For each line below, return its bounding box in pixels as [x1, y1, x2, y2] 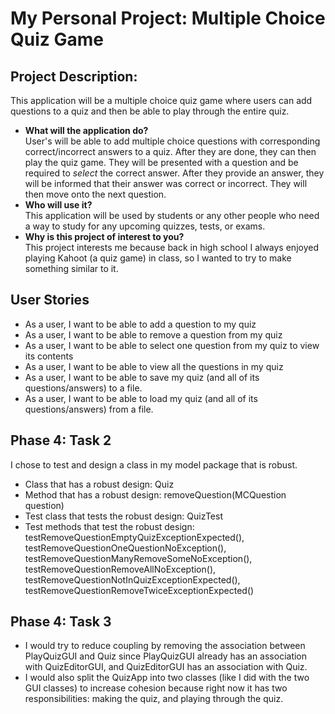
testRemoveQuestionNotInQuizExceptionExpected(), [24, 573, 241, 586]
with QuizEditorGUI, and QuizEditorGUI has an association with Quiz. [24, 661, 308, 673]
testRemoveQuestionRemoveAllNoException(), [24, 563, 217, 575]
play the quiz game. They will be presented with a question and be [24, 157, 299, 168]
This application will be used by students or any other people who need [24, 210, 320, 221]
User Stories [10, 292, 90, 309]
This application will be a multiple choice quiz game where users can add [10, 95, 313, 106]
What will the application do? [24, 125, 149, 136]
